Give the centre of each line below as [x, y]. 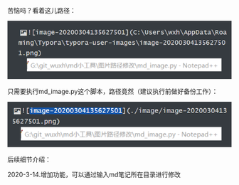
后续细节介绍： [29, 159]
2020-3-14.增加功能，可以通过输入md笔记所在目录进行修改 [94, 174]
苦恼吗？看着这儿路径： [42, 10]
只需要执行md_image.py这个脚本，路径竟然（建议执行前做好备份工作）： [113, 92]
